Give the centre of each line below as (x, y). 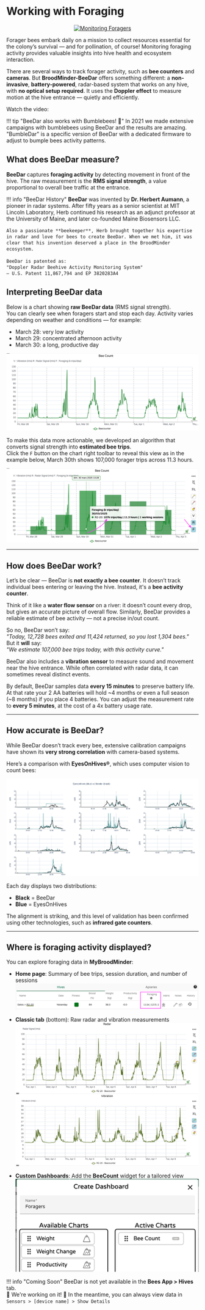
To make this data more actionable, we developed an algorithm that (91, 441)
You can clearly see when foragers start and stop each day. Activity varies (100, 313)
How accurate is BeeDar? (55, 730)
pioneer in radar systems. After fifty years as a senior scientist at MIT (93, 205)
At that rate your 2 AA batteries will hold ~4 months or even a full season (98, 693)
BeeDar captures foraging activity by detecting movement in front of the (98, 174)
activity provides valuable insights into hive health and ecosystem (89, 53)
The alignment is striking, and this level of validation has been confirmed (98, 916)
